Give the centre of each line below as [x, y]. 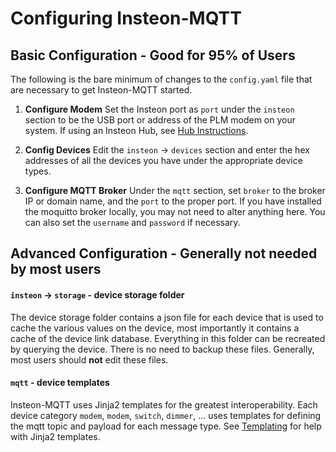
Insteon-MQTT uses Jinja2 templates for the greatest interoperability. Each [164, 404]
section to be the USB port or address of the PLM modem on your [160, 120]
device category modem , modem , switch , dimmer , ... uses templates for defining [166, 415]
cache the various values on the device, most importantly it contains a [155, 328]
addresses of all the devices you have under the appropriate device [163, 160]
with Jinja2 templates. [55, 436]
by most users [56, 269]
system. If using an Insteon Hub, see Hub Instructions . [136, 130]
